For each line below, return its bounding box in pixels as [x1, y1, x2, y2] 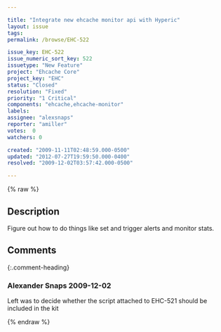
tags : [7, 30, 23, 37]
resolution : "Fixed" [7, 88, 68, 95]
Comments [7, 244, 57, 257]
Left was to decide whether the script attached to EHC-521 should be [7, 297, 208, 305]
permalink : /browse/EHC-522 [7, 36, 90, 43]
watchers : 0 [7, 134, 42, 141]
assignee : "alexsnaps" [7, 114, 74, 122]
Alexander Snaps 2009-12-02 [7, 281, 112, 290]
